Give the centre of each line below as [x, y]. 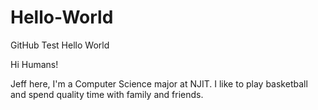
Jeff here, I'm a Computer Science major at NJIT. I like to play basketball [159, 83]
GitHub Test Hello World [60, 45]
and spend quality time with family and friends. [107, 94]
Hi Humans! [34, 64]
